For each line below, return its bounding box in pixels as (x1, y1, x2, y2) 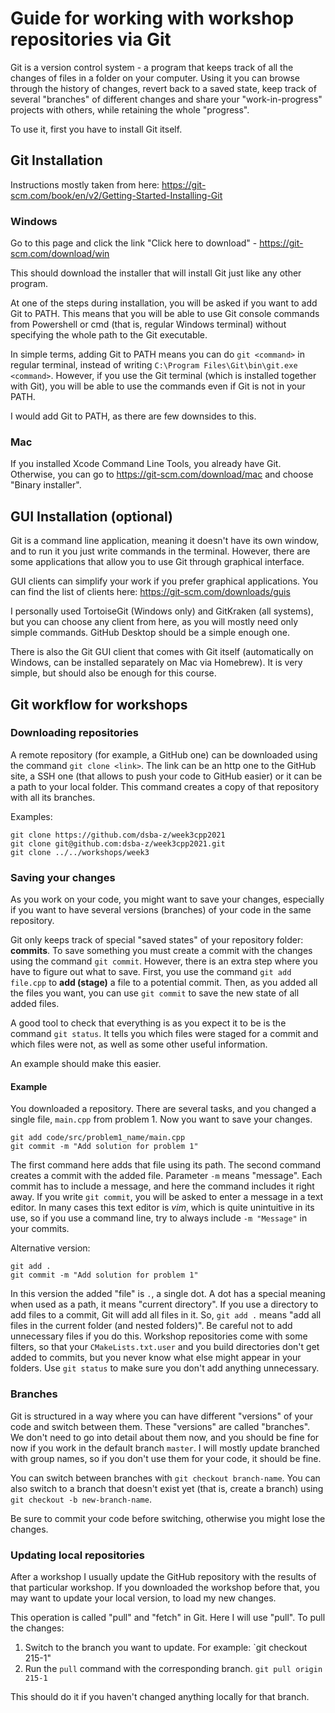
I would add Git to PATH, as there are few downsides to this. (10, 410, 257, 422)
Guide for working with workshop (10, 7, 295, 30)
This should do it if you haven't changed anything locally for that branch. (10, 1690, 310, 1702)
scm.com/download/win (10, 248, 110, 260)
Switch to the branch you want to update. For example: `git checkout (24, 1641, 308, 1653)
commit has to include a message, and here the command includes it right (10, 1180, 315, 1192)
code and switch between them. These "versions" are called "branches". (10, 1420, 311, 1432)
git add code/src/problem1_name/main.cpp (10, 1133, 186, 1143)
